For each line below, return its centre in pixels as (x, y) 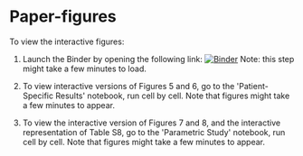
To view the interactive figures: (67, 41)
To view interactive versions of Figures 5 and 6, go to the (128, 86)
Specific (38, 96)
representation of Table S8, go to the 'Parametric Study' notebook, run (154, 132)
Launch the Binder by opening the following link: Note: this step (158, 59)
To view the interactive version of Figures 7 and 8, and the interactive (151, 123)
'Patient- (252, 86)
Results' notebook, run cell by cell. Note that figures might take (173, 96)
